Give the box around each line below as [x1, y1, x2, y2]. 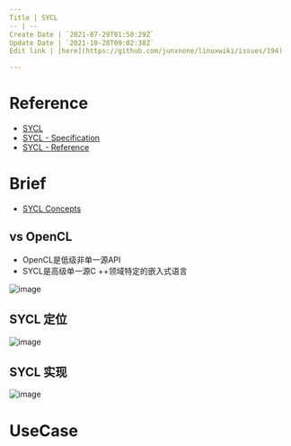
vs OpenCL [9, 229, 73, 245]
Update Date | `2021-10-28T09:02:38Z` [9, 38, 154, 48]
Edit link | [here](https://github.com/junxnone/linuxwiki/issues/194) [9, 47, 283, 56]
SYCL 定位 [9, 312, 67, 327]
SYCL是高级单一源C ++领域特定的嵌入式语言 [22, 265, 188, 276]
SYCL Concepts [22, 203, 82, 214]
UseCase [9, 420, 79, 441]
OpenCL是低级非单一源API [22, 254, 121, 265]
